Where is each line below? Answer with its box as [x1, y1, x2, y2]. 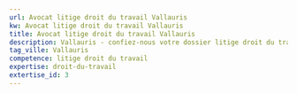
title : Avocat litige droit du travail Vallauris [9, 29, 196, 38]
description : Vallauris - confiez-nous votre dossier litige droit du [9, 37, 275, 47]
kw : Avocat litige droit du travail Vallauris [9, 21, 184, 30]
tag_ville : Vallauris [9, 46, 89, 55]
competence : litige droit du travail [9, 54, 148, 63]
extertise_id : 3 [9, 71, 69, 80]
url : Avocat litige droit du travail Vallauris [9, 12, 188, 22]
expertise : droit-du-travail [9, 63, 117, 72]
